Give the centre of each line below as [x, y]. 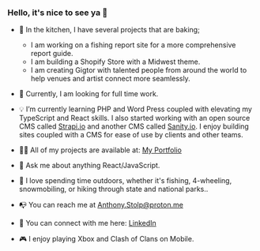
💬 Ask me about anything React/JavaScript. [89, 166]
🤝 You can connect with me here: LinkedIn [88, 223]
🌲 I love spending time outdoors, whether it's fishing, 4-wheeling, [125, 181]
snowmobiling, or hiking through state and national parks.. [113, 189]
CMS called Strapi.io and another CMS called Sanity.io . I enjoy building [134, 126]
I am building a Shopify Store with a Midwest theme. [115, 62]
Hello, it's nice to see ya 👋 [58, 13]
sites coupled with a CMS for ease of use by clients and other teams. [131, 135]
